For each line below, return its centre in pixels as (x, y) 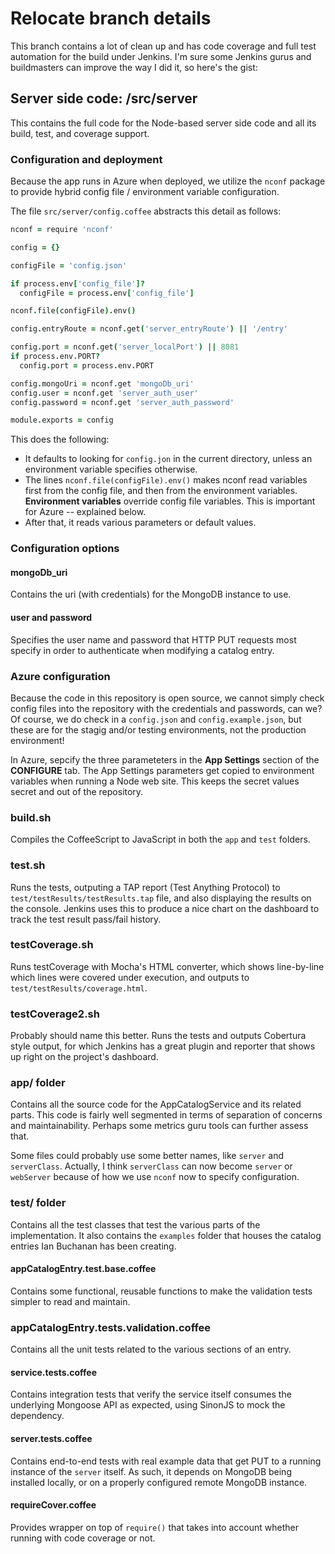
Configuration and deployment (86, 159)
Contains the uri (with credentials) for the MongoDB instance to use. (151, 594)
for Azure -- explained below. (85, 512)
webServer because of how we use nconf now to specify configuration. (155, 1177)
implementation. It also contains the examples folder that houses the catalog (166, 1235)
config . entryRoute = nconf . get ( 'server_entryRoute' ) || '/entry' (149, 329)
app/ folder (38, 1083)
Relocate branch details (111, 18)
